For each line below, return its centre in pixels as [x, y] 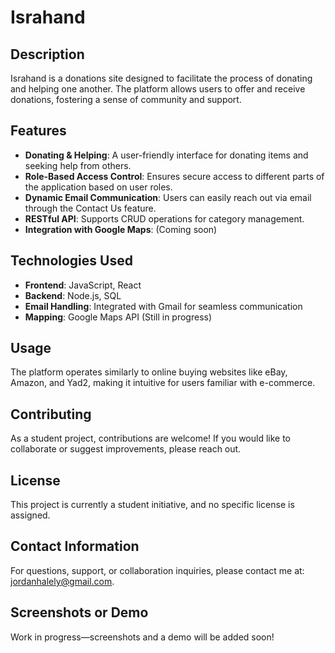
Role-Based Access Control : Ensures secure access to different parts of [174, 176]
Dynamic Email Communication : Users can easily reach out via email [168, 197]
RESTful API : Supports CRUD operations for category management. [164, 218]
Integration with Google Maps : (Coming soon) [121, 229]
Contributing [51, 414]
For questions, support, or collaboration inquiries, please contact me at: [157, 570]
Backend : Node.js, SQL [73, 295]
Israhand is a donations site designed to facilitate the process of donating [161, 78]
